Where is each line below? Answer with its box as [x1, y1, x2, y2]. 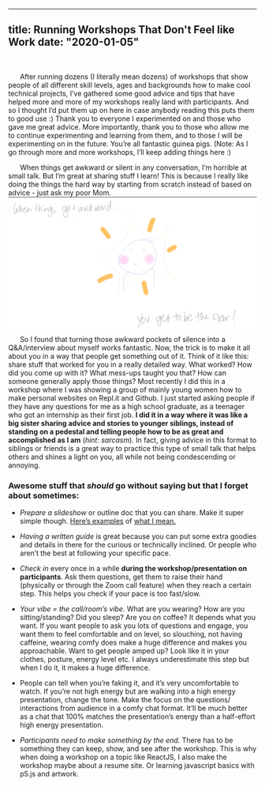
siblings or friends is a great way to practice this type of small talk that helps [8, 443, 256, 453]
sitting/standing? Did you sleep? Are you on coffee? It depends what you [19, 613, 256, 622]
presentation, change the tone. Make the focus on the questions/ [19, 695, 231, 705]
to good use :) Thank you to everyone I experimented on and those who [8, 114, 241, 123]
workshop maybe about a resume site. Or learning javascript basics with [19, 761, 255, 770]
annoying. [8, 460, 41, 470]
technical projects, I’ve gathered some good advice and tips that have [8, 88, 235, 98]
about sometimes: [8, 490, 80, 501]
